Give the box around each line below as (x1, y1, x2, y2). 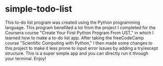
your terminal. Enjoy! (5, 55, 46, 61)
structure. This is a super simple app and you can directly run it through (5, 50, 148, 56)
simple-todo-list (5, 3, 72, 15)
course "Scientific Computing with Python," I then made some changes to (5, 40, 153, 46)
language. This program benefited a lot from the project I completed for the (5, 24, 156, 30)
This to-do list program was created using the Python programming (5, 19, 140, 25)
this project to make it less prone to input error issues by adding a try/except (5, 45, 158, 51)
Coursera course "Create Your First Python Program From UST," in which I (5, 30, 154, 35)
